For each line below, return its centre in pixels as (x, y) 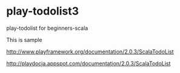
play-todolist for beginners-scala (47, 28)
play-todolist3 (43, 11)
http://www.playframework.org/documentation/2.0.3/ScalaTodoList (90, 51)
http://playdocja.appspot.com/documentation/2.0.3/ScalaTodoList (88, 63)
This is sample (24, 40)
